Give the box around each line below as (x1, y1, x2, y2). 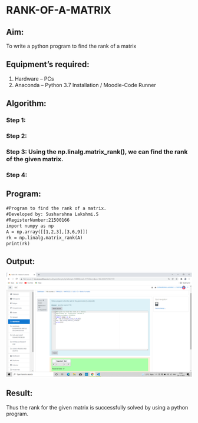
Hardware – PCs (14, 75, 54, 82)
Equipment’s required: (6, 59, 90, 69)
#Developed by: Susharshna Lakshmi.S (6, 211, 99, 217)
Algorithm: (6, 98, 47, 109)
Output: (6, 257, 35, 267)
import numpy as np (6, 223, 54, 229)
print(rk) (6, 241, 31, 247)
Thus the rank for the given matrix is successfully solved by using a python (6, 404, 189, 411)
